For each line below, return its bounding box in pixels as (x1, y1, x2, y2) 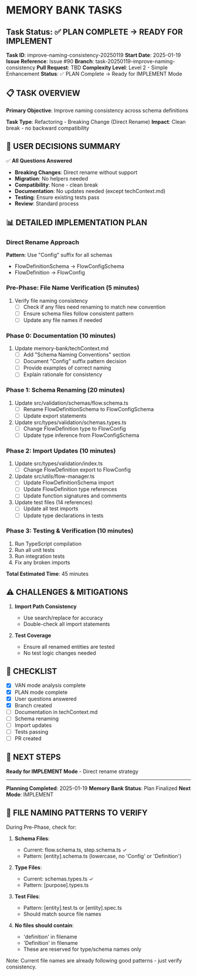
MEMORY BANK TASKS (6, 4, 123, 17)
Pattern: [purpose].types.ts (23, 881, 89, 889)
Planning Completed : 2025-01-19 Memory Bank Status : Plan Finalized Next (6, 784, 191, 792)
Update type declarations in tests (23, 511, 104, 519)
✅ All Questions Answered (6, 157, 72, 164)
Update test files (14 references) (14, 499, 93, 506)
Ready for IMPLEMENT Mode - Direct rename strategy (6, 768, 139, 775)
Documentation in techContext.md (14, 708, 98, 716)
